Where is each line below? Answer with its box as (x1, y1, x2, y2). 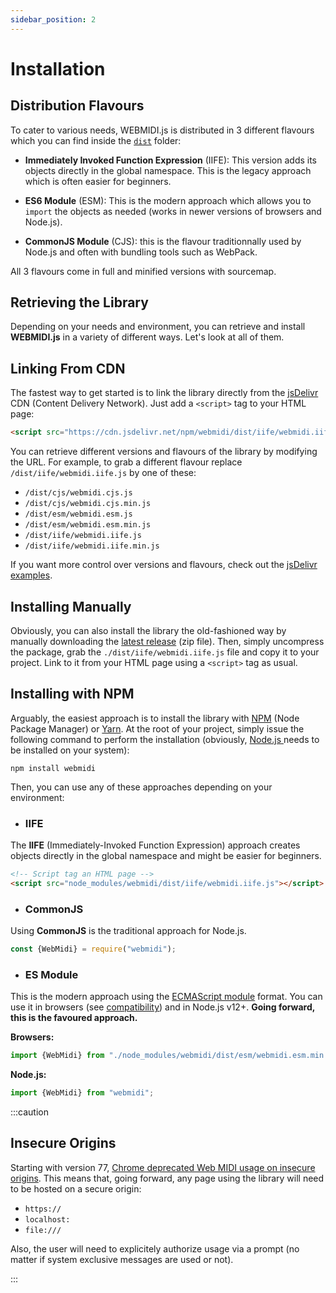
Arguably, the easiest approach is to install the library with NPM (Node (10, 712, 300, 724)
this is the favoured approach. (10, 1012, 138, 1024)
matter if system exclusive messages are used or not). (10, 1253, 234, 1265)
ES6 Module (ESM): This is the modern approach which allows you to (24, 194, 312, 206)
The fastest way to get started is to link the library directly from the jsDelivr (10, 387, 319, 399)
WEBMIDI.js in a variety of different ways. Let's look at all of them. (10, 331, 285, 343)
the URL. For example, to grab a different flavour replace (10, 456, 243, 468)
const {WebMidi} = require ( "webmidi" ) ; (10, 944, 177, 955)
